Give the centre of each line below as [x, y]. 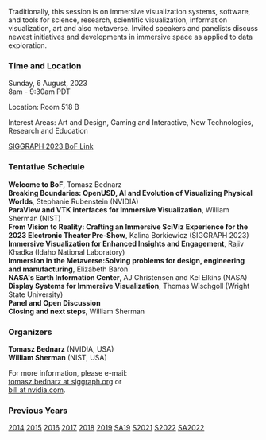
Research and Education [48, 131]
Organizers [30, 332]
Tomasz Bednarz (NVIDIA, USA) [61, 348]
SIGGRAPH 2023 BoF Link [51, 146]
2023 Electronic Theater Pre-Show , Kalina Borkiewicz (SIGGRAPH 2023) [129, 235]
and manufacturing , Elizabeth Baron [68, 269]
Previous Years [38, 411]
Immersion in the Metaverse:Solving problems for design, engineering [127, 260]
